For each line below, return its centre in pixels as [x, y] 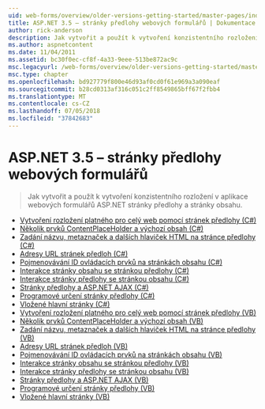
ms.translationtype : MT [47, 97]
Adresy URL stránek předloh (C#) [74, 253]
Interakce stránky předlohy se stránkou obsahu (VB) [104, 371]
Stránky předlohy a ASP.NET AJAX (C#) [84, 287]
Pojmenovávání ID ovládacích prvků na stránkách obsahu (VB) [121, 354]
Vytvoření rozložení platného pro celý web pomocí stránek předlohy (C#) [138, 220]
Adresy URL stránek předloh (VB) [74, 346]
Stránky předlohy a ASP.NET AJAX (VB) [84, 380]
